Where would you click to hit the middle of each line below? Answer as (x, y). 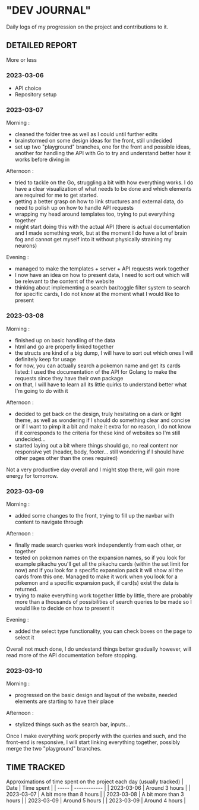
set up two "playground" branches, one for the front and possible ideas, (103, 147)
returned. (26, 589)
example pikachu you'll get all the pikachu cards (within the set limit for (102, 564)
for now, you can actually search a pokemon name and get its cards (98, 365)
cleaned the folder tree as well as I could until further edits (86, 134)
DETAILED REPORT (42, 45)
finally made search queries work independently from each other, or (98, 545)
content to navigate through (49, 522)
